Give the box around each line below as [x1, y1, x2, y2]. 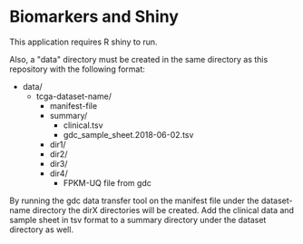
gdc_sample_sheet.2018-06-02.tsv [63, 129, 194, 140]
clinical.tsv [63, 120, 103, 131]
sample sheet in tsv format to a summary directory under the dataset [9, 214, 267, 225]
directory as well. [9, 224, 74, 235]
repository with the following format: [9, 63, 145, 74]
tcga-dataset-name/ [35, 91, 112, 102]
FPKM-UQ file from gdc [63, 177, 151, 188]
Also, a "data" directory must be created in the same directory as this [9, 54, 269, 64]
